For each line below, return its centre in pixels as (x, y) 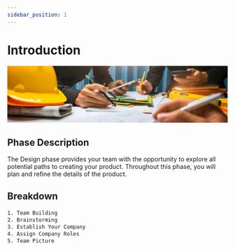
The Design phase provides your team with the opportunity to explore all (112, 159)
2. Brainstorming (33, 220)
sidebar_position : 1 (37, 15)
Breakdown (33, 196)
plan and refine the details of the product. (67, 174)
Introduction (44, 50)
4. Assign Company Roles (43, 234)
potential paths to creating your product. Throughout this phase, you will (112, 167)
